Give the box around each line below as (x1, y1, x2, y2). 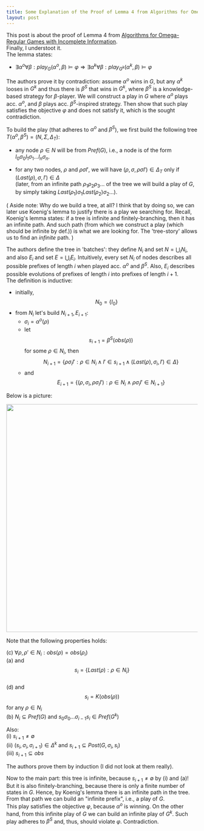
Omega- (158, 31, 180, 38)
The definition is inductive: (6, 277, 73, 284)
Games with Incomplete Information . (27, 38, 118, 45)
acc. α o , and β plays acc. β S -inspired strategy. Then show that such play (6, 98, 188, 107)
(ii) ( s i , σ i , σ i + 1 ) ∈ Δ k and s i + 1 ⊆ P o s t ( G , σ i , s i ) (6, 740, 120, 750)
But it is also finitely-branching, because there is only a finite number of (6, 782, 185, 790)
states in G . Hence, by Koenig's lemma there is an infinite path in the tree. (6, 788, 190, 796)
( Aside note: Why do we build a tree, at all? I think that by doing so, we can (6, 201, 194, 209)
